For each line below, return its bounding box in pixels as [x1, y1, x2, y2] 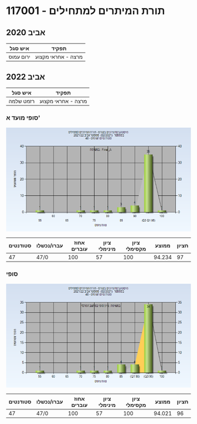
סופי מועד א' [6, 114, 40, 122]
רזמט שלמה [8, 97, 35, 104]
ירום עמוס [8, 53, 30, 60]
